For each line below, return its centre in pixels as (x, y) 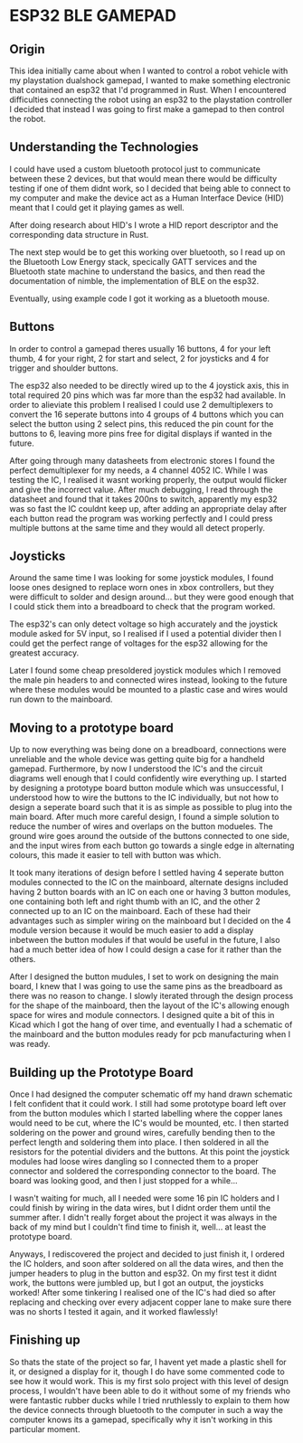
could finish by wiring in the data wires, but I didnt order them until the (140, 1208)
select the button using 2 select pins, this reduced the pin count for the (142, 424)
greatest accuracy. (44, 653)
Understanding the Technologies (104, 147)
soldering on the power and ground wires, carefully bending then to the (142, 1133)
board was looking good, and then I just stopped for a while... (123, 1181)
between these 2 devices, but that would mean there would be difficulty (143, 178)
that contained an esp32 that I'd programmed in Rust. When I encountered (148, 90)
